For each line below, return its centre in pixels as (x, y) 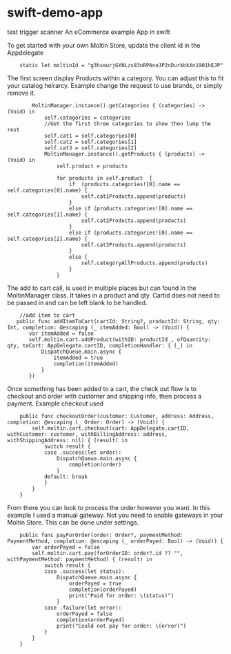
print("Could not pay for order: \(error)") (121, 626)
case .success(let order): (83, 452)
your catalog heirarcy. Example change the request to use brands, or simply (115, 85)
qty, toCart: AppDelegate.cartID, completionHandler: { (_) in (100, 345)
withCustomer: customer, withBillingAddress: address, (88, 434)
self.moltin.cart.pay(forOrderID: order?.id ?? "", (108, 553)
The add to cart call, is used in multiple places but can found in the (102, 288)
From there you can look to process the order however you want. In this (109, 507)
